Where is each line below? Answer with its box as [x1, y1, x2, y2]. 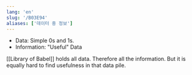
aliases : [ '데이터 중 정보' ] [6, 20, 73, 26]
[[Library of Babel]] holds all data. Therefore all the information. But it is [6, 55, 186, 63]
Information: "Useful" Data [15, 43, 83, 51]
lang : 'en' [6, 9, 34, 15]
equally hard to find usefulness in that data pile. [6, 62, 127, 69]
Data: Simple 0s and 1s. [15, 37, 75, 45]
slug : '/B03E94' [6, 15, 48, 21]
